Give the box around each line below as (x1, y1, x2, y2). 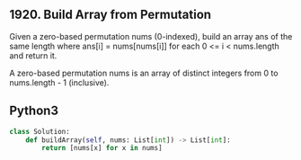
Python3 (9, 103, 58, 119)
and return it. (9, 49, 58, 61)
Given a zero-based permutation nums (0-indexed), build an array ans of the (9, 31, 293, 41)
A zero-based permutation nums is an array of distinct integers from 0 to (9, 67, 279, 78)
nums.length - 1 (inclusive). (9, 76, 110, 88)
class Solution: (9, 127, 70, 136)
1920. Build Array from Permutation (9, 7, 212, 22)
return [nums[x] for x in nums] (41, 144, 164, 153)
